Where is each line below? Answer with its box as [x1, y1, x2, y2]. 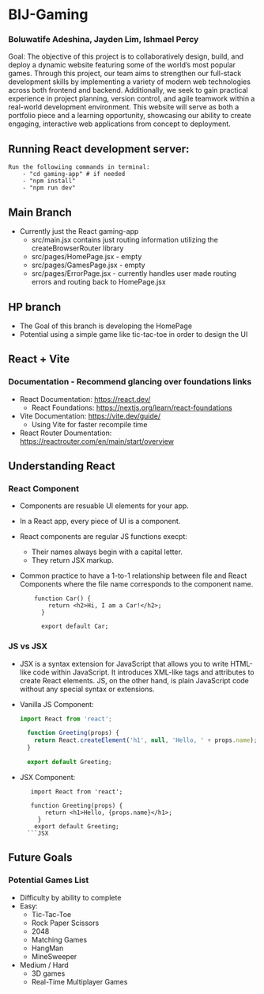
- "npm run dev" [22, 184, 77, 192]
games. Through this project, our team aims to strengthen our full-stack [8, 69, 242, 78]
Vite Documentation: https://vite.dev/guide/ [19, 411, 161, 421]
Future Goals [8, 851, 73, 865]
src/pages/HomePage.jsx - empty [31, 252, 142, 262]
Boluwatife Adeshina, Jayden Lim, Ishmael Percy [8, 34, 199, 45]
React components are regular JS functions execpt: [19, 532, 188, 541]
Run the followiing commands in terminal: [8, 163, 150, 171]
